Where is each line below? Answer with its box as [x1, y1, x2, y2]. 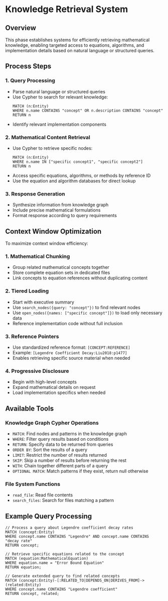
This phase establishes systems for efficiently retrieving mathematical [5, 37, 150, 43]
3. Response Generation [5, 190, 65, 197]
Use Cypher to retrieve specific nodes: [12, 145, 93, 151]
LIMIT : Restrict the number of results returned [12, 452, 107, 458]
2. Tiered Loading [5, 287, 49, 294]
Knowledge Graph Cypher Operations [5, 419, 99, 426]
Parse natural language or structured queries [12, 88, 105, 94]
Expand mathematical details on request [12, 384, 96, 390]
